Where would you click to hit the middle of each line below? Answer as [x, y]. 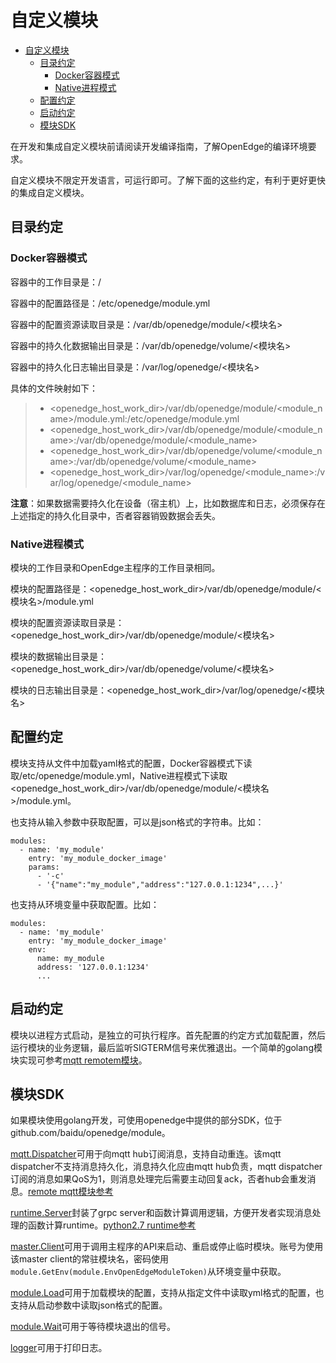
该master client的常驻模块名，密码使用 [90, 1259]
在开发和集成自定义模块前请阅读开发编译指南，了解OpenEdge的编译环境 [159, 146]
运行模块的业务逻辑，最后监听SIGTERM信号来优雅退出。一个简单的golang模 [166, 1047]
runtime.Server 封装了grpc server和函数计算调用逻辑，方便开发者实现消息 [161, 1213]
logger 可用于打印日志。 [59, 1348]
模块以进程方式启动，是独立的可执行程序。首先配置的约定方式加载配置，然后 [168, 1035]
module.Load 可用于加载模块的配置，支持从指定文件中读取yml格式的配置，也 [167, 1293]
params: [44, 867]
